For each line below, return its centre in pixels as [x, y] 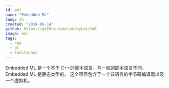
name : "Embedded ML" [27, 15]
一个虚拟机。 [19, 80]
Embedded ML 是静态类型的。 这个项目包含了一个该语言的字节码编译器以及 [85, 74]
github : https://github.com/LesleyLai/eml [51, 29]
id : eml [14, 10]
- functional [24, 52]
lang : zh [15, 19]
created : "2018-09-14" [29, 24]
